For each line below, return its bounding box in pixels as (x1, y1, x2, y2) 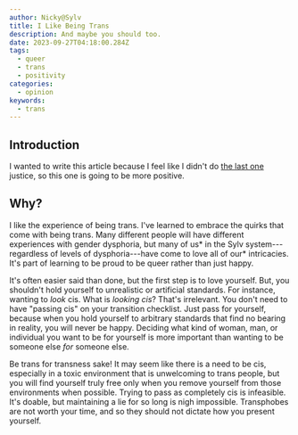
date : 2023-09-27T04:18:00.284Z (9, 37, 129, 47)
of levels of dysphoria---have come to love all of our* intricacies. (50, 248, 289, 259)
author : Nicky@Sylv (9, 12, 82, 22)
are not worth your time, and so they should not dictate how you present (9, 406, 275, 416)
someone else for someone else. (9, 341, 129, 352)
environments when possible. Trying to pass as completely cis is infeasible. (9, 387, 286, 398)
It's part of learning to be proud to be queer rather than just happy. (9, 258, 254, 268)
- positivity (17, 71, 66, 80)
